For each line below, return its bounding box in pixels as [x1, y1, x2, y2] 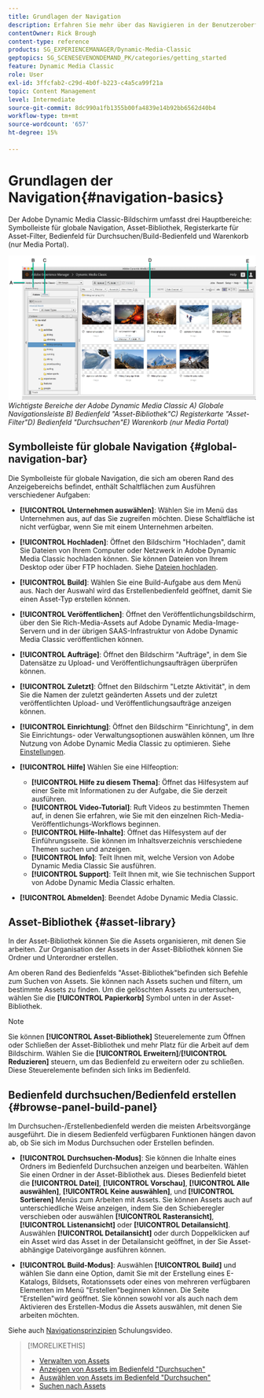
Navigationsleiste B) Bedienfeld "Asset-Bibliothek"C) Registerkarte [8, 409, 224, 418]
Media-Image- [192, 618, 240, 627]
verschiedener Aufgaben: [8, 490, 90, 499]
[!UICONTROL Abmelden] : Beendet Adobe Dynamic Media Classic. [19, 893, 238, 902]
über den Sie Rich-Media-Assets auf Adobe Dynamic [19, 618, 191, 627]
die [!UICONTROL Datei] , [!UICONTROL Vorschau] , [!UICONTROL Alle [19, 1179, 250, 1188]
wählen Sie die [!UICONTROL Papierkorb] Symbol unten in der [8, 993, 211, 1003]
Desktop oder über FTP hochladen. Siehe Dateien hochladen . [19, 562, 218, 571]
